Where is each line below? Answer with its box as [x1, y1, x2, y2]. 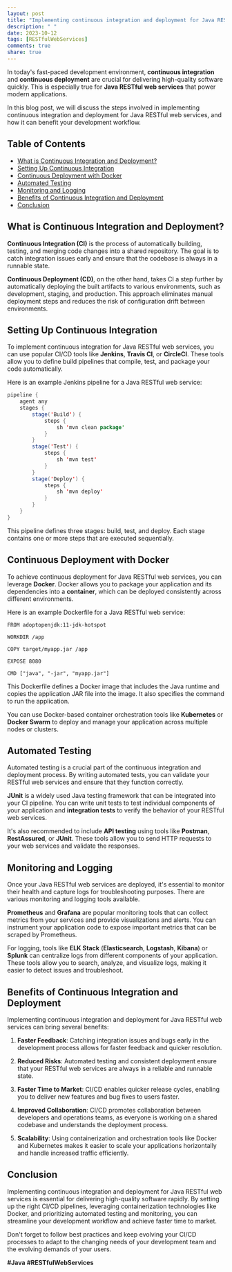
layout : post [7, 10, 45, 17]
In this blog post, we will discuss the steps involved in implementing [7, 103, 200, 112]
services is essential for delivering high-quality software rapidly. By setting [7, 1194, 220, 1203]
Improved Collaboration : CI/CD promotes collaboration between [17, 1106, 202, 1115]
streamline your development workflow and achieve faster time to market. [7, 1217, 217, 1225]
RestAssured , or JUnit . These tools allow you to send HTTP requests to [7, 835, 212, 843]
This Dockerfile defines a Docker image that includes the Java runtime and [7, 682, 220, 690]
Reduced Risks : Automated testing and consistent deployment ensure [17, 1057, 217, 1065]
